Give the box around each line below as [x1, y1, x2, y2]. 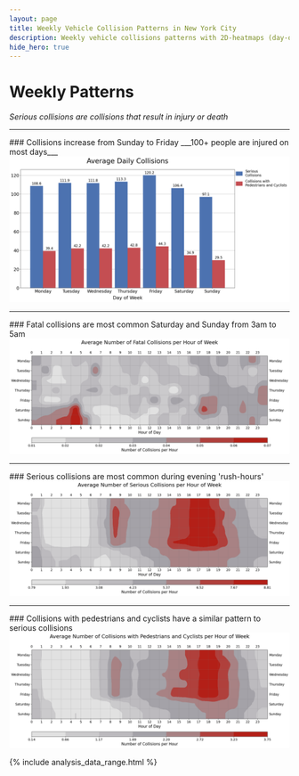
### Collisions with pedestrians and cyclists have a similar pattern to [9, 613, 261, 624]
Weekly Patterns [9, 82, 134, 102]
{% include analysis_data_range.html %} [9, 757, 158, 768]
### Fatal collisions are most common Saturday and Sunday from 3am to [9, 319, 277, 330]
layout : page [9, 14, 58, 23]
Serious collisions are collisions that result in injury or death [9, 111, 229, 122]
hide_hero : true [9, 43, 69, 52]
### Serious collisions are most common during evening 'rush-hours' [9, 470, 264, 481]
